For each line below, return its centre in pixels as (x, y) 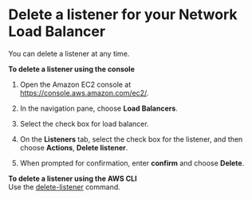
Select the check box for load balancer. (84, 123)
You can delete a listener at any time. (69, 53)
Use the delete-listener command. (65, 187)
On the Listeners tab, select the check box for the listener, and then (131, 139)
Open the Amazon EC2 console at (75, 84)
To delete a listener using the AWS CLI (73, 178)
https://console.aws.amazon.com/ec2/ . (84, 92)
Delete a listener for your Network (123, 15)
